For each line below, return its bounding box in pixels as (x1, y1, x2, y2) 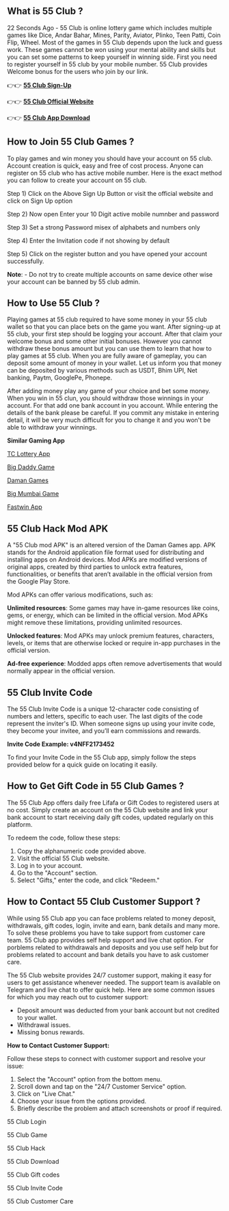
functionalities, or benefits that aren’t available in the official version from (7, 570, 213, 578)
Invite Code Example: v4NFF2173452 (7, 740, 115, 749)
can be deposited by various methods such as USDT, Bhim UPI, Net (7, 366, 198, 375)
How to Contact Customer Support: (7, 1041, 110, 1049)
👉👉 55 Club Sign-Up (7, 81, 72, 89)
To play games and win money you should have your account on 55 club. (7, 154, 213, 162)
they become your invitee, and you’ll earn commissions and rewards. (7, 727, 201, 735)
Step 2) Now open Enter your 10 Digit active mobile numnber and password (7, 210, 219, 218)
